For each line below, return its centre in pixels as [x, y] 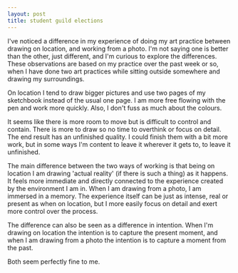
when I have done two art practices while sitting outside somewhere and [114, 71]
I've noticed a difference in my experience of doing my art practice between [119, 41]
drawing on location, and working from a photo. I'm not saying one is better [118, 48]
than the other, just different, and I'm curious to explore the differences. [112, 56]
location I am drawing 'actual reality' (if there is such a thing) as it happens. [118, 173]
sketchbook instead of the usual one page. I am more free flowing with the [117, 100]
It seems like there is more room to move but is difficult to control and [109, 121]
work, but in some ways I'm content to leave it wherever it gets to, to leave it [119, 144]
